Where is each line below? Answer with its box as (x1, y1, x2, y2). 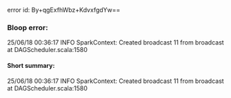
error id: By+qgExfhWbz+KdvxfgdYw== (7, 6, 121, 14)
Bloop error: (7, 23, 48, 32)
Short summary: (7, 61, 55, 69)
